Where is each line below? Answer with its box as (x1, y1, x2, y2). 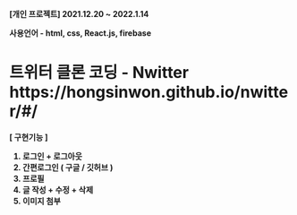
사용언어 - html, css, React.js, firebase (9, 28, 152, 39)
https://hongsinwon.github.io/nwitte (9, 82, 289, 102)
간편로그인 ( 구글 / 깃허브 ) (21, 161, 114, 173)
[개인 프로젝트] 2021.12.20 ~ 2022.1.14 (9, 9, 149, 19)
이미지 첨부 (21, 195, 61, 206)
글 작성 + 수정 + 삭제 (21, 184, 94, 195)
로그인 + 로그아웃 (21, 150, 83, 161)
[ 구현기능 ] (9, 132, 48, 142)
